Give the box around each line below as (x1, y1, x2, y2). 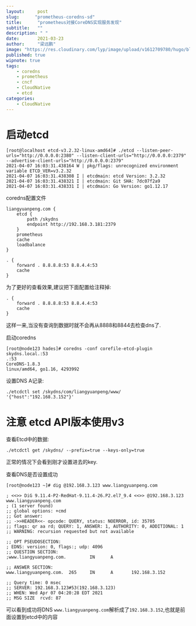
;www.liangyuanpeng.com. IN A (6, 554, 114, 560)
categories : (6, 95, 35, 101)
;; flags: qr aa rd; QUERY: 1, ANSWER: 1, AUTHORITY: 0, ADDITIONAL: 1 (6, 524, 184, 529)
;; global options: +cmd (6, 508, 66, 514)
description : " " (6, 30, 48, 36)
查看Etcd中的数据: (6, 436, 50, 443)
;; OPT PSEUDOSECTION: (6, 539, 61, 545)
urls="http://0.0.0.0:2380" (6, 153, 75, 159)
